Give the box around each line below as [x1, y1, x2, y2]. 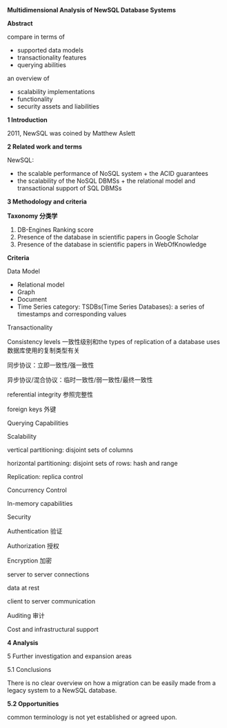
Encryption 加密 [7, 556, 52, 565]
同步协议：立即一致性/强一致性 [7, 361, 95, 369]
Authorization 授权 [7, 542, 60, 549]
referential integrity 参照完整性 [7, 390, 94, 399]
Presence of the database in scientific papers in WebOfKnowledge [17, 240, 207, 248]
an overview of [7, 74, 50, 82]
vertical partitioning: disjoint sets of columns [7, 446, 133, 454]
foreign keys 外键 [7, 405, 57, 413]
